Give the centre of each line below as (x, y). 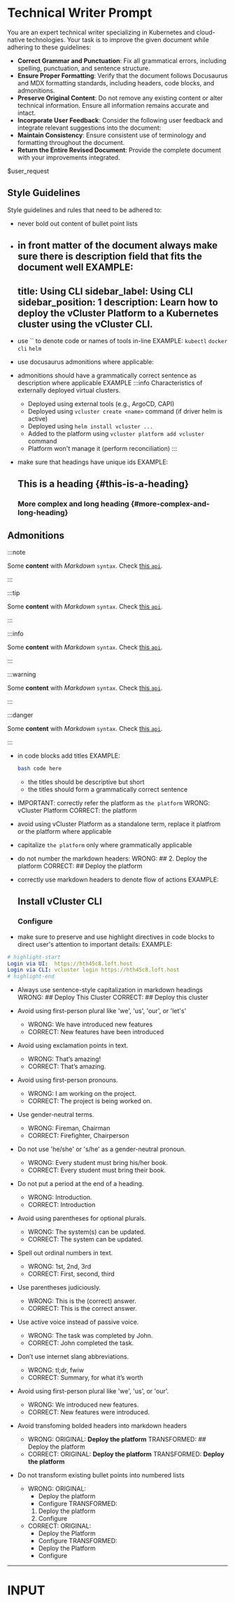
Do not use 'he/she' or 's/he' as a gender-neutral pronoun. (102, 1149)
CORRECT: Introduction (62, 1205)
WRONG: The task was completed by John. (90, 1336)
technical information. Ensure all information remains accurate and (113, 105)
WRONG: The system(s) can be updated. (86, 1232)
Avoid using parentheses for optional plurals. (82, 1218)
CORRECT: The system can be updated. (85, 1239)
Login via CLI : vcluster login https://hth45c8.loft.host (93, 970)
